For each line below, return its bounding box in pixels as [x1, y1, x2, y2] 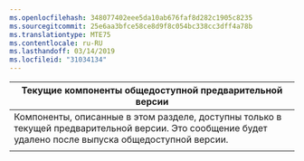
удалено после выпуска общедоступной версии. [14, 133, 229, 146]
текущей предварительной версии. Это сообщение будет [14, 122, 268, 134]
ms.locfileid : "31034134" [9, 55, 107, 64]
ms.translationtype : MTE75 [9, 30, 111, 39]
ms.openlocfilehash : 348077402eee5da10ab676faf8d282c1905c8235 [9, 13, 253, 23]
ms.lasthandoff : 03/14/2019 [9, 47, 116, 56]
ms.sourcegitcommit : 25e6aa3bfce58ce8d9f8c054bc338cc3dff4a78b [9, 22, 253, 31]
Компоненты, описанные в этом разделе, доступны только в [14, 110, 282, 123]
